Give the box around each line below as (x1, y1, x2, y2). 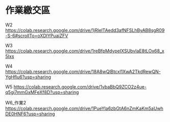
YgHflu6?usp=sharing (5, 74, 51, 80)
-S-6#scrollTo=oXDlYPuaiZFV (5, 33, 68, 39)
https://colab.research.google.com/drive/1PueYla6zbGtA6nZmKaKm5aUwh (5, 105, 163, 111)
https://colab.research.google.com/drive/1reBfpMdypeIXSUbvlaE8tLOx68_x (5, 48, 164, 54)
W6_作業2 (5, 100, 27, 106)
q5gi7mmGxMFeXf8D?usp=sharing (5, 89, 79, 95)
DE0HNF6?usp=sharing (5, 110, 55, 117)
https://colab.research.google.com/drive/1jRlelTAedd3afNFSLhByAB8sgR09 (5, 27, 165, 33)
